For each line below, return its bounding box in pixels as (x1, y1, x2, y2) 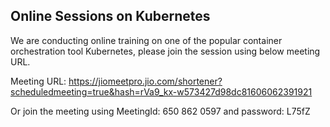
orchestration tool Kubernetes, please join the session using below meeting (10, 45, 321, 57)
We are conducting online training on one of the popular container (10, 34, 283, 46)
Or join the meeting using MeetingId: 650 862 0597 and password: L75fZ (10, 105, 311, 117)
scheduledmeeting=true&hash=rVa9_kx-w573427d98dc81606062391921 (10, 85, 313, 98)
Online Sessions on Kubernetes (10, 8, 211, 25)
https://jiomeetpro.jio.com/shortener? (68, 75, 223, 87)
